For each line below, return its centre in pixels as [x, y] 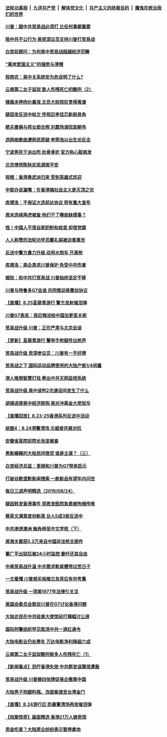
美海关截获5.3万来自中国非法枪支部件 [44, 541]
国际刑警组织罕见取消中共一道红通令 [43, 629]
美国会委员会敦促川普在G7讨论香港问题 [46, 604]
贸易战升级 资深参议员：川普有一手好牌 [46, 353]
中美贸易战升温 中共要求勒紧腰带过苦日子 [48, 566]
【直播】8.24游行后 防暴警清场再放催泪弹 [49, 705]
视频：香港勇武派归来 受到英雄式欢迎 [44, 177]
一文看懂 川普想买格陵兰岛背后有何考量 [46, 579]
